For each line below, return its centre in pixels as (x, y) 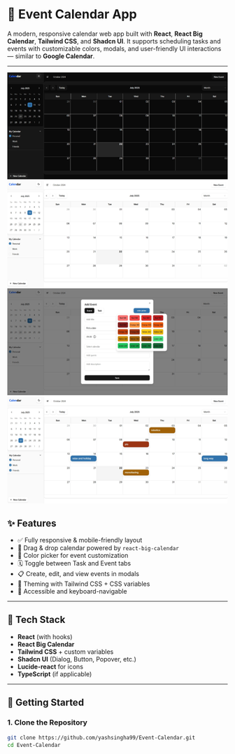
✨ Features (32, 523)
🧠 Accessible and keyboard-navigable (72, 591)
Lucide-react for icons (50, 666)
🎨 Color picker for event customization (73, 555)
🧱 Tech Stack (36, 620)
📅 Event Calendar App (72, 14)
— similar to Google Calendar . (51, 56)
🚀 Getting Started (46, 702)
